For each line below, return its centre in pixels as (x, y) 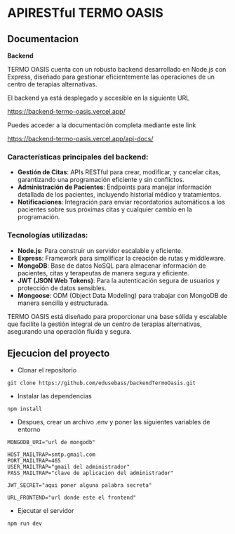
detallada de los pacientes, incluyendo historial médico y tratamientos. (119, 195)
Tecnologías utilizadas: (48, 235)
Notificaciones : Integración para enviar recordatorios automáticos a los (121, 202)
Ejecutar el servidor (46, 511)
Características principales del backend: (78, 157)
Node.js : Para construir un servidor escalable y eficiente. (100, 250)
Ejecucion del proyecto (59, 353)
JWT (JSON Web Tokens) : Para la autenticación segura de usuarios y (119, 280)
